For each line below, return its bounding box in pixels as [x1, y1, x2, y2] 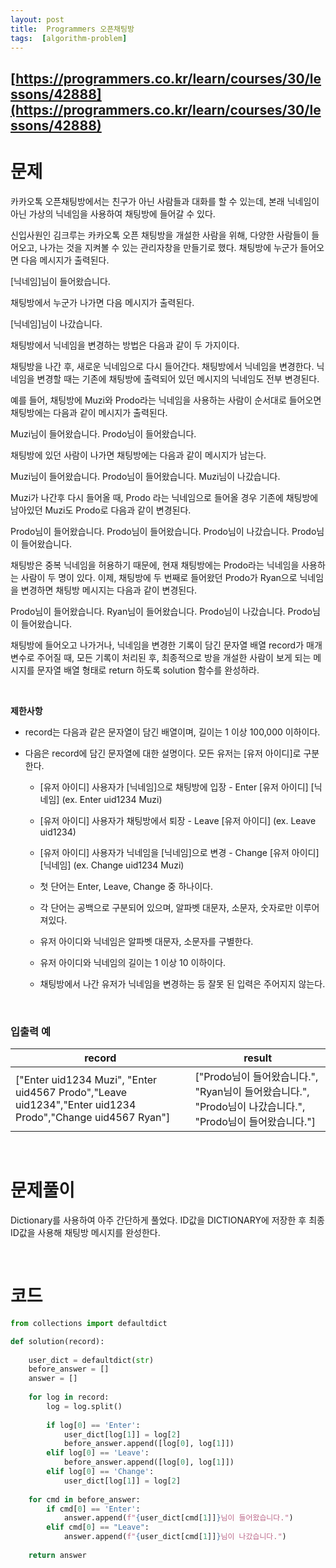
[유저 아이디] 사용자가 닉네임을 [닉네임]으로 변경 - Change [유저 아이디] [39, 846, 320, 858]
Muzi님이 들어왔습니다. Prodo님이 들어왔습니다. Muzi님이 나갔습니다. [10, 470, 281, 482]
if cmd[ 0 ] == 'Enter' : [46, 1504, 141, 1514]
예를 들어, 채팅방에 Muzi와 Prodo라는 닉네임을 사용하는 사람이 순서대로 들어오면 [10, 394, 322, 406]
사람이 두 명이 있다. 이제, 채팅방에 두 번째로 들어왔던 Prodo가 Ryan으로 [20, 571, 298, 583]
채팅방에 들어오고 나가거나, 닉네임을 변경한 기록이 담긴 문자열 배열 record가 [10, 639, 305, 651]
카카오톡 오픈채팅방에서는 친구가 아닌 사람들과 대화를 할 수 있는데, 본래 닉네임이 [10, 195, 320, 207]
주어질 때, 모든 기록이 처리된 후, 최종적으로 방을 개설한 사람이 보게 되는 [36, 651, 312, 663]
